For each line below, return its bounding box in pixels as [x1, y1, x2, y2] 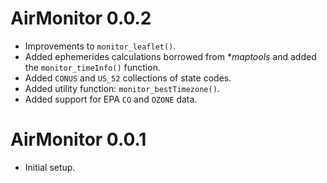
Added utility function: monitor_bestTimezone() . [24, 82, 220, 94]
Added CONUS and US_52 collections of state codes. [24, 72, 232, 84]
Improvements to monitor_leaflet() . [24, 40, 177, 52]
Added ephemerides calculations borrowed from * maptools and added [24, 50, 317, 62]
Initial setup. [24, 161, 76, 173]
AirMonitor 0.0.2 [10, 7, 152, 30]
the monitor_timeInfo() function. [24, 61, 161, 73]
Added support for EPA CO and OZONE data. [24, 93, 198, 105]
